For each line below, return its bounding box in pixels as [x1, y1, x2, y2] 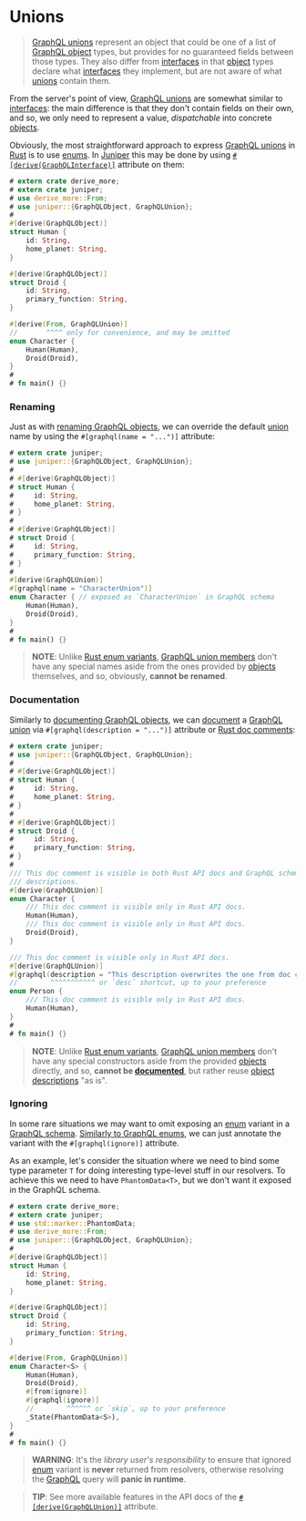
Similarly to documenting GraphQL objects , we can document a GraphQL [9, 714, 283, 725]
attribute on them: [117, 159, 185, 170]
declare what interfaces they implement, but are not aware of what [31, 66, 282, 77]
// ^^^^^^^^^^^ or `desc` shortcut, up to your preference [9, 978, 267, 988]
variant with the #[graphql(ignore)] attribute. [9, 1137, 179, 1148]
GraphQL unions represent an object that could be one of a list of [31, 36, 276, 47]
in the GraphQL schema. [9, 1184, 101, 1195]
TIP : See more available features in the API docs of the [31, 1492, 238, 1503]
